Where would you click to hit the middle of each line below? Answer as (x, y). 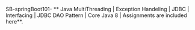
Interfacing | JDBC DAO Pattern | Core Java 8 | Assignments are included (96, 15)
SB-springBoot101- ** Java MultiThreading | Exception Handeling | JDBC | (97, 9)
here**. (14, 21)
